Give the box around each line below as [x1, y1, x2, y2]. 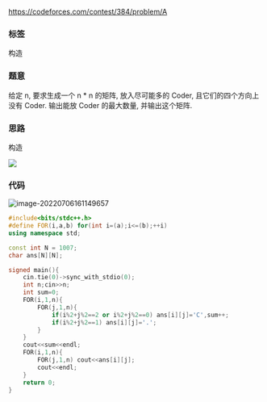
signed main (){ [8, 266, 60, 274]
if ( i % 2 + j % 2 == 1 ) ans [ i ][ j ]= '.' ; [51, 318, 157, 326]
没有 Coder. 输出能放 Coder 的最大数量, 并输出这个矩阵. [8, 100, 193, 110]
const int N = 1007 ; [8, 244, 78, 252]
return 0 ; [23, 379, 56, 387]
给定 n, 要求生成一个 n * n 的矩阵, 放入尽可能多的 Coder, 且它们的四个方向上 [8, 90, 260, 100]
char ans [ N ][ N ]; [8, 251, 63, 259]
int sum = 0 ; [23, 288, 60, 297]
